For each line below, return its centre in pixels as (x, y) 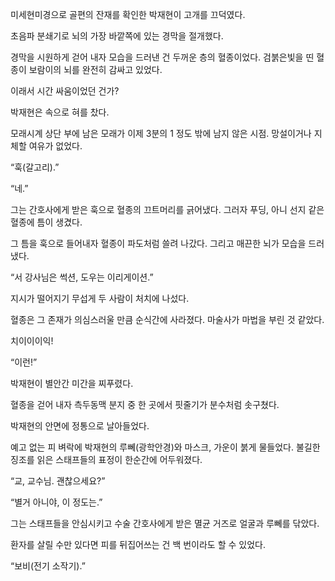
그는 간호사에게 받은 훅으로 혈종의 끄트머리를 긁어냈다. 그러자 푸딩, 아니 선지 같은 (167, 209)
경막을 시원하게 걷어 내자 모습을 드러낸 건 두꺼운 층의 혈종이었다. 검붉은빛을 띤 (162, 57)
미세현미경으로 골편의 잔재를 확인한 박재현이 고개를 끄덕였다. (128, 14)
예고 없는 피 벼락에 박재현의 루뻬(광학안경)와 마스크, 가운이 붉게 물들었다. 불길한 (165, 447)
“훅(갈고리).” (35, 167)
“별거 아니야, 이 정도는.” (56, 502)
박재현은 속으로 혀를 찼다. (60, 112)
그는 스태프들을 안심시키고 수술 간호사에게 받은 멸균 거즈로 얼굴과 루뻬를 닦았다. (165, 523)
